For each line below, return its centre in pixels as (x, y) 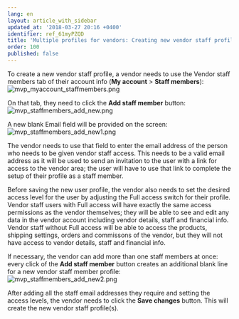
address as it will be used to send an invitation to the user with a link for (112, 160)
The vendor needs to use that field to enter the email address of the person (117, 145)
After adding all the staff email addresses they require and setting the (109, 293)
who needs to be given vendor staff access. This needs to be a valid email (116, 153)
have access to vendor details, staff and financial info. (86, 242)
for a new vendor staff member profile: (64, 271)
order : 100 (23, 47)
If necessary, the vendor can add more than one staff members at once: (113, 256)
